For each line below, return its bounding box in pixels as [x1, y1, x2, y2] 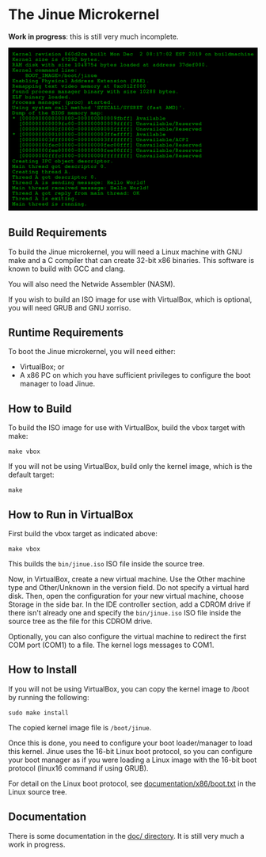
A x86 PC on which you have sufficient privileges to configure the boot [19, 371, 251, 380]
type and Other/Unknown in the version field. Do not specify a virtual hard [8, 582, 249, 592]
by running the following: [8, 692, 89, 702]
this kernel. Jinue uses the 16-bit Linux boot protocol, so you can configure [8, 746, 253, 756]
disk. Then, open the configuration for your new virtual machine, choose [8, 591, 244, 600]
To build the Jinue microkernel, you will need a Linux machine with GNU [8, 247, 243, 257]
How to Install [8, 663, 78, 676]
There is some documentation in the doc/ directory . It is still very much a [8, 831, 245, 840]
